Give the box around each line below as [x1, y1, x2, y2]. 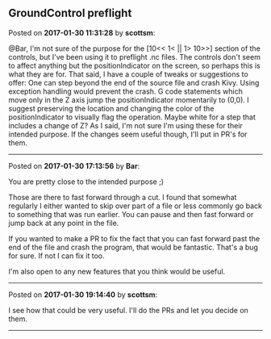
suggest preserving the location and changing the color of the [8, 103, 215, 113]
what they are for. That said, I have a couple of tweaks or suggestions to [8, 69, 248, 79]
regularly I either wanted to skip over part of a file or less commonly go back [8, 201, 262, 211]
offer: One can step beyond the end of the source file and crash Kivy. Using [8, 77, 260, 87]
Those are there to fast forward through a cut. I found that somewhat [8, 192, 237, 202]
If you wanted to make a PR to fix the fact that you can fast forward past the [8, 233, 261, 243]
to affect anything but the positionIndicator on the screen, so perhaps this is [8, 61, 261, 70]
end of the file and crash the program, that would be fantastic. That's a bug [8, 242, 258, 252]
